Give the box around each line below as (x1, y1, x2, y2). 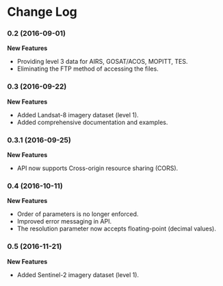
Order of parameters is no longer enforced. (16, 210, 139, 218)
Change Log (7, 4, 77, 20)
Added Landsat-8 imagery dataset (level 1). (16, 110, 139, 119)
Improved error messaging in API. (16, 217, 112, 226)
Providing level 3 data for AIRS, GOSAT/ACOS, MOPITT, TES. (16, 58, 188, 66)
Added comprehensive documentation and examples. (16, 118, 168, 126)
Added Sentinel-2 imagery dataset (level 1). (16, 270, 139, 278)
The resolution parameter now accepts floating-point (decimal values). (16, 224, 217, 233)
